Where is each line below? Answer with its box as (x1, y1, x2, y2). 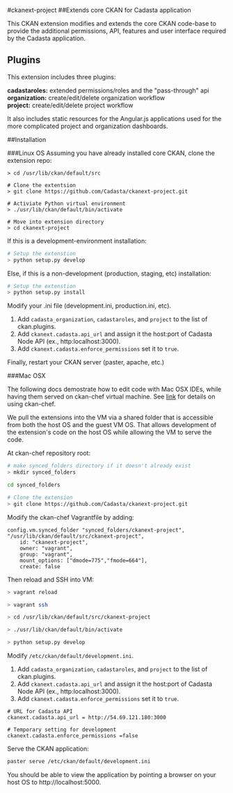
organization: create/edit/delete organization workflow (7, 93, 166, 102)
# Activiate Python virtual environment (7, 200, 127, 207)
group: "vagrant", (19, 551, 73, 558)
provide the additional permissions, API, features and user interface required (7, 27, 227, 35)
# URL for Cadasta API (7, 708, 73, 715)
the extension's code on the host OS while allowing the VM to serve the (7, 428, 212, 437)
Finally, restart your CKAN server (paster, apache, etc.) (7, 358, 165, 367)
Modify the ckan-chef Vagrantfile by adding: (7, 513, 134, 521)
